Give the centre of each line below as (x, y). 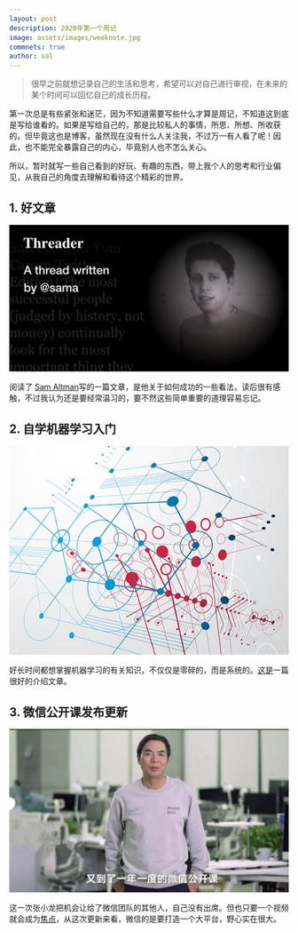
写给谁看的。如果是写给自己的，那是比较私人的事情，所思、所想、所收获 (149, 125)
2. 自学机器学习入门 (63, 429)
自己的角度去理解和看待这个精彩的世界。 (114, 177)
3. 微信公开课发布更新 (69, 712)
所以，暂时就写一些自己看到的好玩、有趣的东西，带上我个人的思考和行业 (141, 166)
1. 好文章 (32, 207)
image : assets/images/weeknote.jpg (75, 37)
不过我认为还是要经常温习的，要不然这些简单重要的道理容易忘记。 (145, 398)
